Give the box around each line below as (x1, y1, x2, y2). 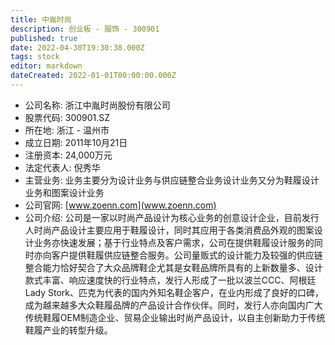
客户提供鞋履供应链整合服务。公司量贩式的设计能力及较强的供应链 (51, 249, 323, 261)
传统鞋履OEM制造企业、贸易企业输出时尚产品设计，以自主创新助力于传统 (24, 311, 326, 323)
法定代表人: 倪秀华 (24, 161, 101, 173)
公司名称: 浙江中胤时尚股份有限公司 (24, 99, 171, 111)
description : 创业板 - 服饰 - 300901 (10, 24, 160, 34)
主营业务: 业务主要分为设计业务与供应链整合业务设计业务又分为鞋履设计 (24, 174, 320, 186)
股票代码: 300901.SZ (24, 111, 111, 123)
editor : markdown (10, 61, 83, 71)
